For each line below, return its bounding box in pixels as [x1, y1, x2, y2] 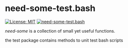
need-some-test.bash [5, 3, 96, 14]
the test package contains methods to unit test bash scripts [5, 37, 123, 43]
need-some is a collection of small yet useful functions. [5, 28, 115, 34]
